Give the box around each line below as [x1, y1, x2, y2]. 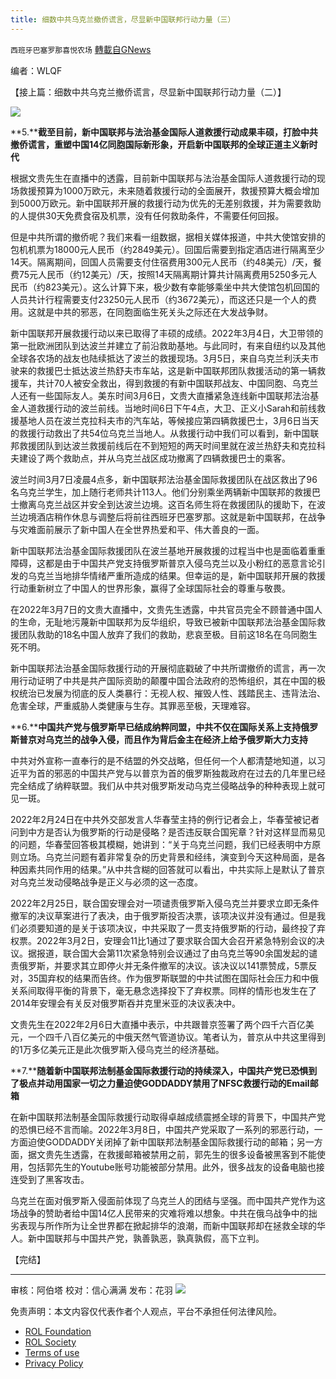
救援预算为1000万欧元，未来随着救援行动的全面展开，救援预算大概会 [18, 184, 303, 196]
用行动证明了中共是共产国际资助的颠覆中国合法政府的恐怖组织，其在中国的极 [10, 674, 326, 686]
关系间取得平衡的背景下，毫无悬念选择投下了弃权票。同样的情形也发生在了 [10, 984, 317, 996]
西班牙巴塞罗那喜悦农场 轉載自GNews [10, 43, 152, 55]
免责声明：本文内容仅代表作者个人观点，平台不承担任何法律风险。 [10, 1305, 282, 1317]
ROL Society [24, 1336, 77, 1348]
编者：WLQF [10, 64, 63, 76]
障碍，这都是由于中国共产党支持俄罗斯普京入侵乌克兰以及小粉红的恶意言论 [10, 557, 317, 569]
